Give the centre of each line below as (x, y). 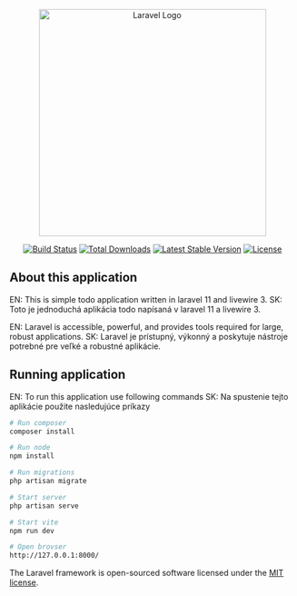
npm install (32, 456)
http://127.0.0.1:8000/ (54, 556)
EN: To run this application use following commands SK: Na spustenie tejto (149, 396)
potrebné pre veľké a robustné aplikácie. (85, 346)
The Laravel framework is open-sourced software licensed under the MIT (147, 573)
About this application (74, 278)
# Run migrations (42, 472)
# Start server (38, 497)
